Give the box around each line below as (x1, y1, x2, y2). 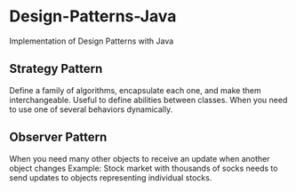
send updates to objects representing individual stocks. (9, 172, 212, 183)
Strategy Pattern (9, 61, 103, 76)
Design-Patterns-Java (9, 6, 177, 27)
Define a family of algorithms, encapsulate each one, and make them (9, 84, 261, 95)
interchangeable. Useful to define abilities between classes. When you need (9, 94, 288, 105)
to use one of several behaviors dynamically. (9, 104, 173, 115)
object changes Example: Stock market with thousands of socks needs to (9, 163, 278, 173)
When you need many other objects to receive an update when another (9, 153, 270, 164)
